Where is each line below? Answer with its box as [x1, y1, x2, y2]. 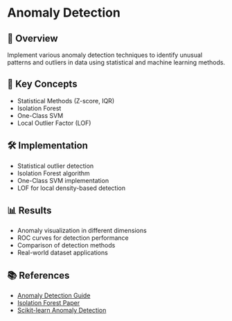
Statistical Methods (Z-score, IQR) [17, 96, 115, 105]
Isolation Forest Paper [17, 299, 80, 307]
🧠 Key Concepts [7, 78, 78, 90]
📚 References [7, 269, 70, 281]
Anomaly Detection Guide [17, 291, 91, 300]
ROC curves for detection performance [17, 234, 130, 242]
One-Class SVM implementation [17, 176, 109, 184]
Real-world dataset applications [17, 248, 109, 257]
